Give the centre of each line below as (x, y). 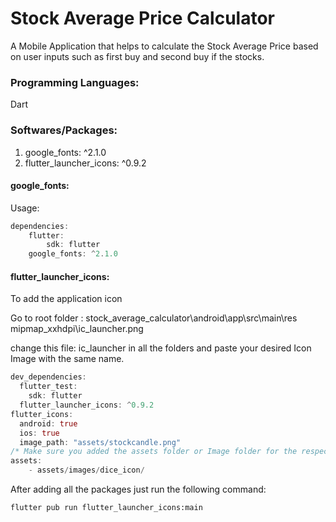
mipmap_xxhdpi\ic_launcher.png (77, 329)
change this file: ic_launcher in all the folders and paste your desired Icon (161, 348)
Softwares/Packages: (64, 130)
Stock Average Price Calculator (142, 18)
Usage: (25, 208)
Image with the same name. (67, 359)
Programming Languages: (75, 82)
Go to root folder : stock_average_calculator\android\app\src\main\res (154, 318)
